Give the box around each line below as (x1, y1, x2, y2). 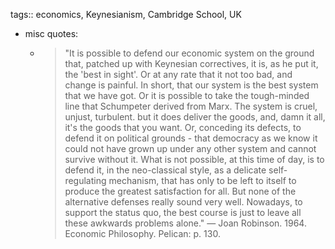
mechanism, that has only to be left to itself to (108, 175, 297, 186)
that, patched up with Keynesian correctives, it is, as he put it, (64, 58, 319, 69)
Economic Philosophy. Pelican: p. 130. (64, 228, 221, 239)
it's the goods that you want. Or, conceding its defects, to (64, 122, 302, 133)
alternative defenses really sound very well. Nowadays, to (64, 196, 303, 208)
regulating (64, 175, 107, 186)
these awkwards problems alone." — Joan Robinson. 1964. (64, 217, 307, 229)
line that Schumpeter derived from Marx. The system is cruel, (64, 100, 318, 112)
